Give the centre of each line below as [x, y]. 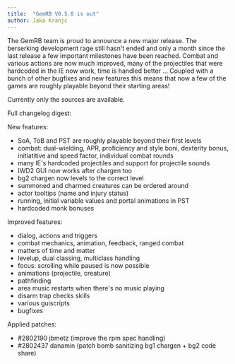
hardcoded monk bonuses [56, 208]
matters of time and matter [56, 250]
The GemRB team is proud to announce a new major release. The [102, 40]
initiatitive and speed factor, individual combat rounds [96, 155]
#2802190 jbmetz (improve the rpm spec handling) [91, 338]
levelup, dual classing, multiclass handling [79, 258]
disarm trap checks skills [54, 295]
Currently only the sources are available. [66, 99]
